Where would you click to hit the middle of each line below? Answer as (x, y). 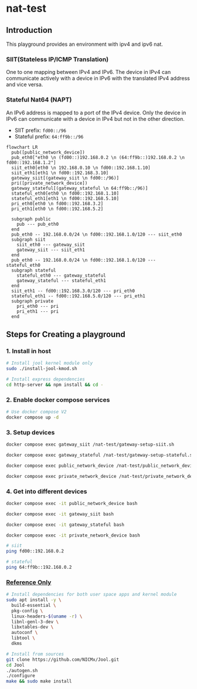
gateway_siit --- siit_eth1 (51, 250)
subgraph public (31, 219)
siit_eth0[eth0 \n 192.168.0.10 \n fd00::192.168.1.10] (81, 168)
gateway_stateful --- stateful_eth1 (62, 280)
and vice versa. (25, 84)
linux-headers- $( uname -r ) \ (47, 616)
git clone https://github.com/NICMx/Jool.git (62, 659)
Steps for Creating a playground (66, 334)
